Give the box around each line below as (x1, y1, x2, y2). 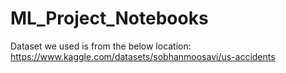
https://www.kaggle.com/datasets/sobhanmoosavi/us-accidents (10, 50, 276, 62)
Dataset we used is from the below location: (10, 40, 192, 52)
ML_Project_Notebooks (10, 7, 209, 30)
